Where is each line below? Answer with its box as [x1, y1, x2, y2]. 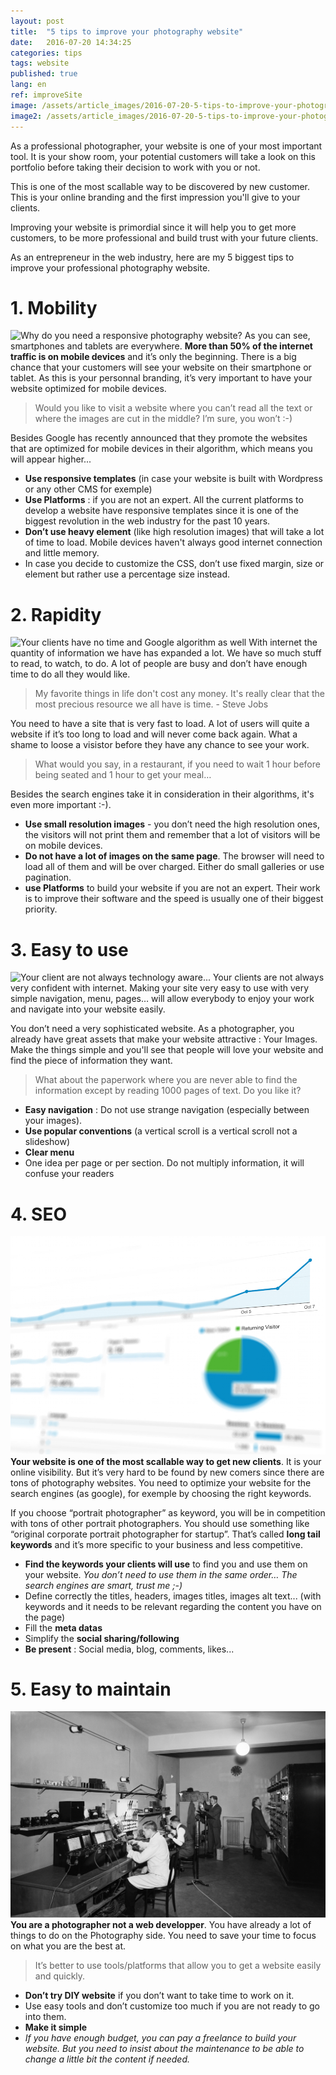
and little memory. [24, 547, 100, 559]
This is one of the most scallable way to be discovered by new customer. [10, 180, 310, 192]
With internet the [248, 636, 318, 649]
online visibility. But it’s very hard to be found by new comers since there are [10, 1466, 325, 1478]
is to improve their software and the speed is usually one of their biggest [24, 893, 324, 905]
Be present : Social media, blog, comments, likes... [24, 1643, 235, 1655]
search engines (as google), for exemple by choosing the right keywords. [10, 1487, 312, 1499]
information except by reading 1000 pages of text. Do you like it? [34, 1085, 302, 1097]
